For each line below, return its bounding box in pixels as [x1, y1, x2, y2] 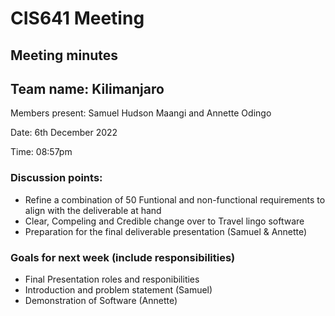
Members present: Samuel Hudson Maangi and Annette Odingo [10, 107, 272, 119]
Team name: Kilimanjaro [10, 80, 165, 97]
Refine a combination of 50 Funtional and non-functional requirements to [24, 193, 326, 206]
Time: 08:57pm [10, 146, 73, 158]
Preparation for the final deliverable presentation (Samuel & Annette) [24, 225, 308, 237]
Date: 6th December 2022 [10, 127, 118, 139]
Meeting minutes [10, 47, 119, 64]
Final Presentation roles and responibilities [24, 273, 200, 285]
